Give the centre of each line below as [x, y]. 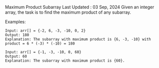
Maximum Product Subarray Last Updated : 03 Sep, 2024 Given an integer [80, 7]
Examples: [15, 22]
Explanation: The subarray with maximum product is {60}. [65, 61]
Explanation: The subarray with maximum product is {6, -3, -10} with [78, 39]
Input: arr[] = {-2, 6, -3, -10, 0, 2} [45, 31]
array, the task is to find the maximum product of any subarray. [68, 12]
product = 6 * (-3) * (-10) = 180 [40, 44]
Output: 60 [16, 56]
